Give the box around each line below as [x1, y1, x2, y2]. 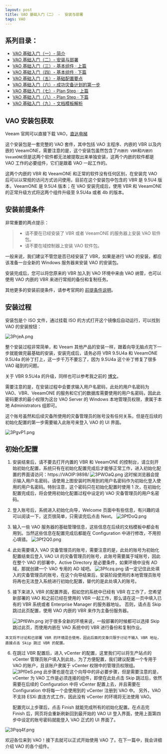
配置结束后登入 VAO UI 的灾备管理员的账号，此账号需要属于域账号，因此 [12, 553, 161, 559]
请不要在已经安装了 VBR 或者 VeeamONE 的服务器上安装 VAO [24, 230, 151, 236]
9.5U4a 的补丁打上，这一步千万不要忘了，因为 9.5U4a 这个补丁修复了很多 [5, 356, 157, 362]
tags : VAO [5, 16, 26, 21]
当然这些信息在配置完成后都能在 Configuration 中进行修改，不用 [25, 530, 157, 536]
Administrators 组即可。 [10, 402, 60, 408]
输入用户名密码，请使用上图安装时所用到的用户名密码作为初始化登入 [16, 478, 157, 484]
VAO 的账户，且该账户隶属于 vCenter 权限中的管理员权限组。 [12, 663, 138, 669]
